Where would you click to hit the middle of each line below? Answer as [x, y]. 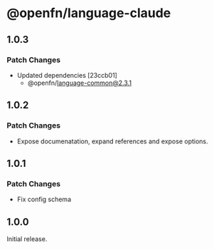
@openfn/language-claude [89, 13]
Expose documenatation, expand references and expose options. [112, 141]
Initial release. [27, 239]
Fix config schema [44, 199]
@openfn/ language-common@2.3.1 [80, 83]
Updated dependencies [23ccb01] [67, 75]
